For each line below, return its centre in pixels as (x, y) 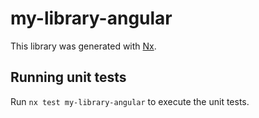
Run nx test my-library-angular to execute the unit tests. (130, 101)
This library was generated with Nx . (83, 46)
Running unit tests (68, 77)
